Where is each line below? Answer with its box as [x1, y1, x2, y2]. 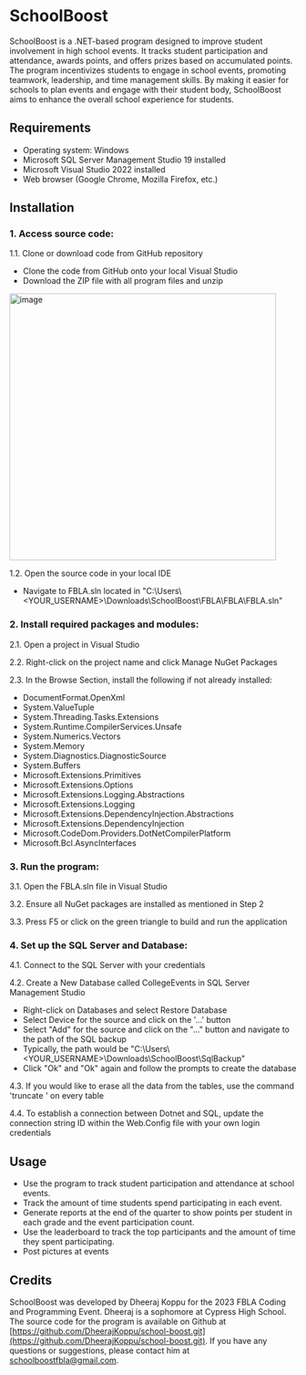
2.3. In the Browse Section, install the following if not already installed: [9, 674, 273, 685]
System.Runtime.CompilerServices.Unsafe [22, 721, 182, 732]
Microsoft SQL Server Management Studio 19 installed [22, 154, 226, 165]
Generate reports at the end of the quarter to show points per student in [22, 1207, 293, 1218]
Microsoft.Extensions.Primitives [22, 769, 141, 780]
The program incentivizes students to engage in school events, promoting [9, 65, 287, 76]
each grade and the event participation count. [22, 1217, 195, 1228]
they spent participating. [22, 1236, 116, 1247]
